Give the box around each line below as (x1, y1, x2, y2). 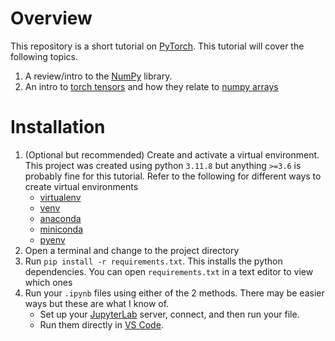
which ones (24, 276, 73, 288)
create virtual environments (24, 180, 139, 192)
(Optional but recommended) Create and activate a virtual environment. (24, 148, 320, 161)
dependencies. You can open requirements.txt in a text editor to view (24, 265, 314, 277)
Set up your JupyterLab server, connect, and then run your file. (39, 308, 300, 320)
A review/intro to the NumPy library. (24, 70, 173, 82)
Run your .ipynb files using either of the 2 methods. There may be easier (24, 287, 325, 299)
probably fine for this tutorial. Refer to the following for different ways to (24, 170, 322, 182)
